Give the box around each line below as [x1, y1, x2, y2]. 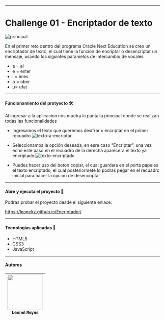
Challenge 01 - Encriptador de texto [5, 18, 153, 28]
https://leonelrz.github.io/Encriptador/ [5, 209, 82, 215]
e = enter [12, 68, 31, 74]
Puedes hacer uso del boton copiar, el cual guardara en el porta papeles [12, 162, 159, 168]
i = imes [12, 73, 28, 79]
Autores [5, 262, 22, 268]
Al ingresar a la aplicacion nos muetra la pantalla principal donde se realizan [5, 113, 159, 119]
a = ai [12, 63, 24, 69]
